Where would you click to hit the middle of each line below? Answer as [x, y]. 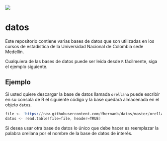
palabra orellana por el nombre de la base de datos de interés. [69, 133]
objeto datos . [19, 105]
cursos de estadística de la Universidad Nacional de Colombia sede [74, 46]
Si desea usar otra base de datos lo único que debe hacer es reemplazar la [82, 128]
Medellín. [15, 52]
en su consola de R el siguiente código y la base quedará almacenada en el [82, 99]
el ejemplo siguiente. [26, 67]
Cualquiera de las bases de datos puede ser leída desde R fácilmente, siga [81, 61]
